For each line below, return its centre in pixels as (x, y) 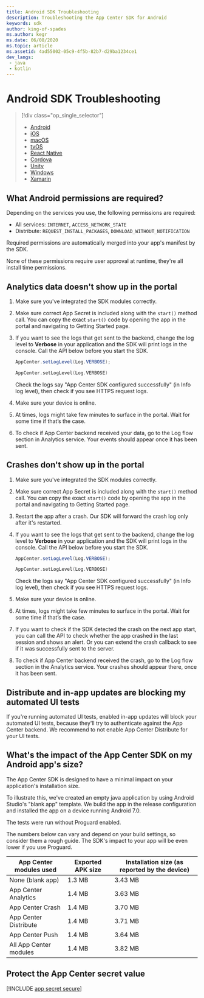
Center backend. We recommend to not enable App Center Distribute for (97, 730)
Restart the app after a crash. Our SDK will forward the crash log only (102, 516)
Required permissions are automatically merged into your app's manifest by (101, 243)
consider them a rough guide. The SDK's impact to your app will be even (97, 840)
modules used (35, 870)
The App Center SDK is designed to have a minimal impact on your (90, 779)
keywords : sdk (24, 23)
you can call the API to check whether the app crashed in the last (97, 636)
